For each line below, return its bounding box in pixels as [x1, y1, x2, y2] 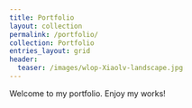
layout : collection [9, 22, 83, 31]
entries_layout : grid [9, 47, 91, 56]
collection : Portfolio [9, 38, 95, 48]
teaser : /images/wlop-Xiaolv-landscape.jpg [17, 64, 183, 73]
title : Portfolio [9, 13, 75, 22]
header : [9, 55, 39, 64]
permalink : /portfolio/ [9, 30, 99, 39]
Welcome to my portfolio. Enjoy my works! [9, 87, 167, 99]
